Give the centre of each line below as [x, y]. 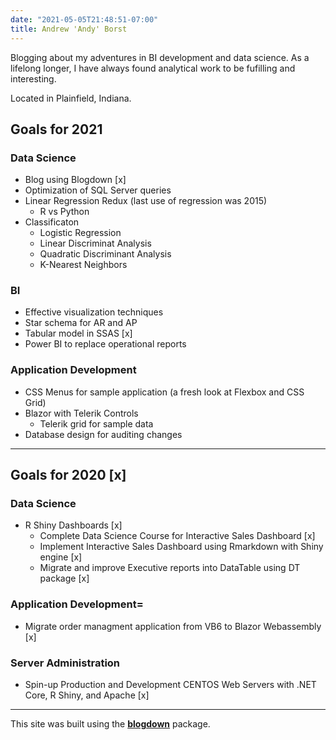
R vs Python [64, 212]
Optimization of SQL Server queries [98, 190]
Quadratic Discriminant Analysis [105, 254]
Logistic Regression [80, 233]
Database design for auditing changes [103, 434]
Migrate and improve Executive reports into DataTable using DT [170, 568]
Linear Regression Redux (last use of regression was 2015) [146, 201]
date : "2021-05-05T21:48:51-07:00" [84, 19]
